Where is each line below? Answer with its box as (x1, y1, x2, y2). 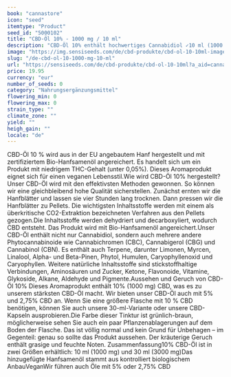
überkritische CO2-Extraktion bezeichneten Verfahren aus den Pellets (7, 209, 205, 217)
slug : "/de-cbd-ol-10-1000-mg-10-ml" (7, 55, 115, 62)
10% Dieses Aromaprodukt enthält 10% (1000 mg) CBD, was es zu (14, 282, 202, 290)
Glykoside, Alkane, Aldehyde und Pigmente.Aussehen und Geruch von (7, 274, 206, 283)
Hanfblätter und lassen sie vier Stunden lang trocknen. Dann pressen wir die (7, 194, 223, 203)
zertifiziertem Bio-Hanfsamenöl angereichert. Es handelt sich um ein (7, 158, 201, 166)
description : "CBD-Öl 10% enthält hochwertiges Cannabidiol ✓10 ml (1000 (7, 42, 223, 49)
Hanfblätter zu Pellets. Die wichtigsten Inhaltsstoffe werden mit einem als (7, 202, 214, 210)
